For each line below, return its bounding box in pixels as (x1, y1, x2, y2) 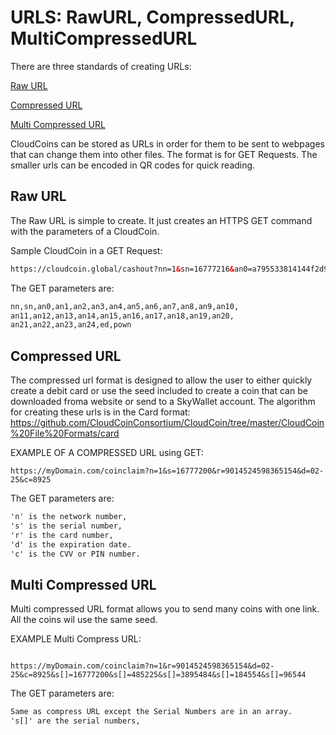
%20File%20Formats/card (10, 427, 120, 440)
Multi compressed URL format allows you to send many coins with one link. (10, 603, 320, 615)
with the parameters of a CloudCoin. (10, 225, 160, 237)
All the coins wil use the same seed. (10, 614, 158, 626)
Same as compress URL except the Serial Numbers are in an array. (10, 707, 293, 717)
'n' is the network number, (10, 512, 128, 522)
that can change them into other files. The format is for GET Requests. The (10, 148, 318, 160)
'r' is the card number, (10, 530, 114, 540)
